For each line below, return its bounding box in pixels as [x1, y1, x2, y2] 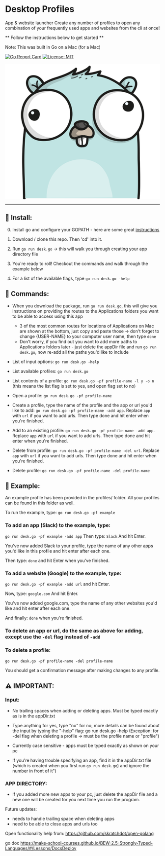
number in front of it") [12, 768, 56, 774]
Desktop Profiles [5, 3, 75, 15]
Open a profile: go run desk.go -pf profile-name [12, 392, 112, 398]
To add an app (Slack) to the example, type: [5, 522, 110, 529]
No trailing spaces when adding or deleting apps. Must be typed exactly [12, 707, 158, 713]
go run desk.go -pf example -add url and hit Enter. [5, 581, 110, 587]
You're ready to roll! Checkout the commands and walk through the [12, 261, 148, 266]
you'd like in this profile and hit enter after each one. [5, 548, 110, 554]
